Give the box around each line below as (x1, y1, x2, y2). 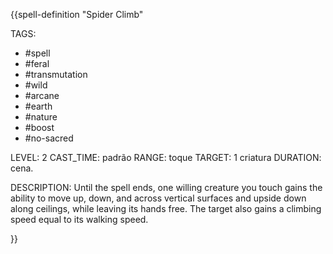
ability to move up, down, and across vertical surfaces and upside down (10, 192, 307, 204)
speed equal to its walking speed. (10, 214, 149, 225)
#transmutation (24, 69, 88, 80)
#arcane (24, 90, 60, 101)
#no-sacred (24, 132, 74, 144)
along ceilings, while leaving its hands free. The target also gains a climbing (10, 203, 322, 214)
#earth (24, 100, 53, 112)
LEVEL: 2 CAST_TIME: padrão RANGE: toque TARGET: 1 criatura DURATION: (10, 152, 322, 163)
